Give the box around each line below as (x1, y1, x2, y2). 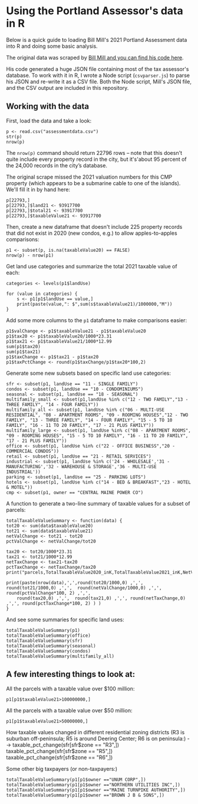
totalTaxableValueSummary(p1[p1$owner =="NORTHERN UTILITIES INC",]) (6, 782, 181, 787)
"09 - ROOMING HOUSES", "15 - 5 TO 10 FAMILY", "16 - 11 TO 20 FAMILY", (6, 433, 189, 439)
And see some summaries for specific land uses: (6, 616, 125, 623)
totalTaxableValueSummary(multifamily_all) (6, 653, 115, 659)
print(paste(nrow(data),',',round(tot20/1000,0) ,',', (6, 579, 144, 586)
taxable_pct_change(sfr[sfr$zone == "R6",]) (6, 754, 113, 761)
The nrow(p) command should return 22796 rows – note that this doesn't (6, 149, 183, 156)
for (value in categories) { (6, 291, 78, 297)
